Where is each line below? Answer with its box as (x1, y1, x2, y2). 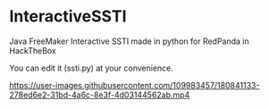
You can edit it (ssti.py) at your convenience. (9, 63, 174, 73)
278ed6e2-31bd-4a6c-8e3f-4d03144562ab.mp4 (9, 89, 190, 100)
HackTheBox (9, 45, 56, 55)
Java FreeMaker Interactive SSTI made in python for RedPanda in (9, 36, 250, 46)
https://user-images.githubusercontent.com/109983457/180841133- (9, 80, 260, 90)
